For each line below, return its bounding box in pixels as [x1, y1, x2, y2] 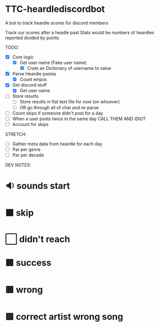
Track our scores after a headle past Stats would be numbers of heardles [5, 29, 155, 35]
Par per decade [12, 152, 45, 158]
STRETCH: [5, 131, 27, 137]
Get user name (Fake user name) [19, 60, 87, 65]
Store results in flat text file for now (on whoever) [19, 99, 120, 105]
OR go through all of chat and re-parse [19, 104, 99, 110]
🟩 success [5, 257, 52, 268]
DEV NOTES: [5, 162, 31, 168]
